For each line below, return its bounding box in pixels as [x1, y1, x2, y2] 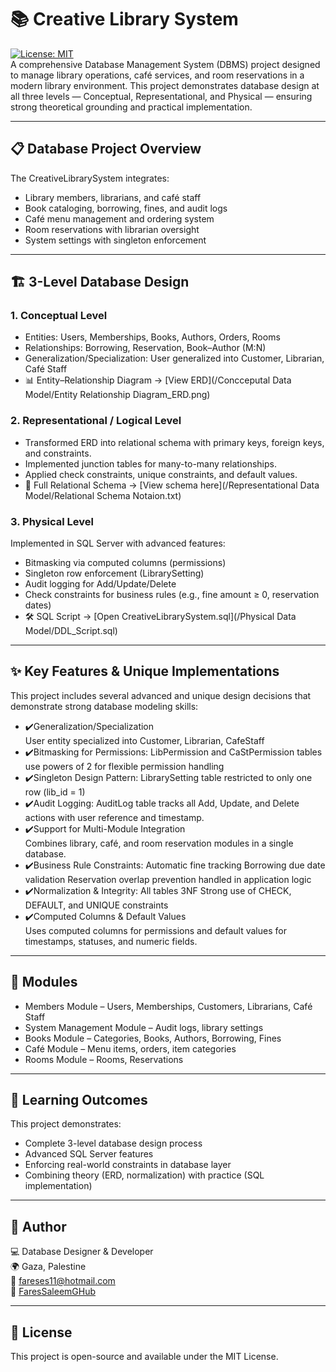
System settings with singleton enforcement [24, 234, 207, 246]
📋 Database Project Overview [10, 141, 202, 158]
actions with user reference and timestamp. [24, 811, 205, 823]
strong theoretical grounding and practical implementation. [10, 101, 253, 113]
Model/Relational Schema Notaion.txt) [24, 489, 182, 501]
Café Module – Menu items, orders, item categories [24, 1042, 237, 1055]
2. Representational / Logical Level [10, 414, 182, 428]
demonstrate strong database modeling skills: [10, 700, 199, 712]
